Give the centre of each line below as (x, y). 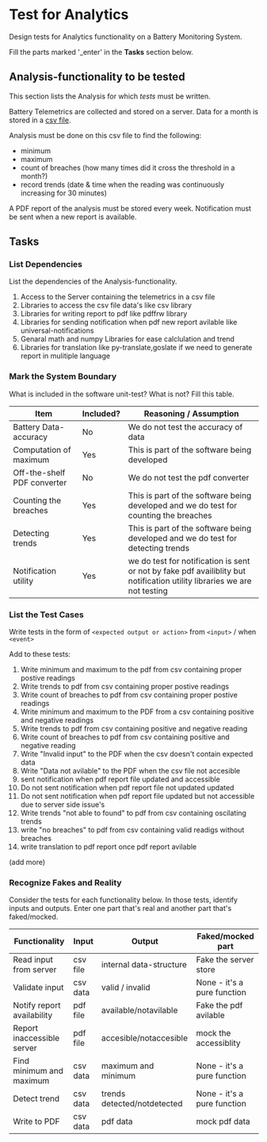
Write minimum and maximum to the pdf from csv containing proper (131, 669)
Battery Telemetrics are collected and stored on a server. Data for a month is (133, 111)
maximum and (128, 1066)
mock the (214, 1033)
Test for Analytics (69, 15)
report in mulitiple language (65, 356)
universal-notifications (57, 330)
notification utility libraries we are (190, 581)
